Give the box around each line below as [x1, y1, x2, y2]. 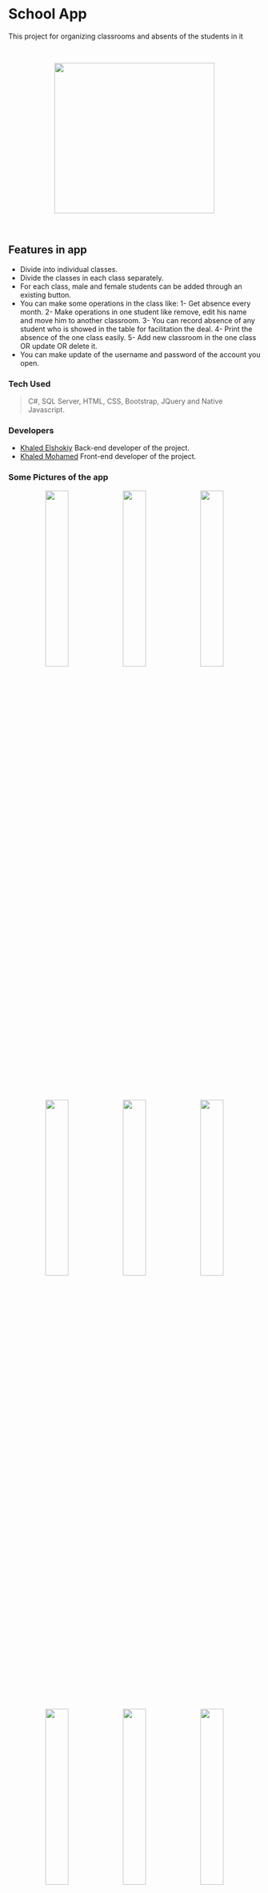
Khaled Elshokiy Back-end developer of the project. [19, 443, 190, 453]
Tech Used [8, 378, 51, 389]
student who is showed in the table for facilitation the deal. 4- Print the [19, 324, 253, 334]
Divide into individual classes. [19, 264, 118, 274]
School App [8, 5, 88, 23]
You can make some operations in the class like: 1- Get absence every [19, 298, 251, 308]
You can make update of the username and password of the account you [19, 350, 261, 359]
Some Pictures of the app [8, 472, 109, 483]
